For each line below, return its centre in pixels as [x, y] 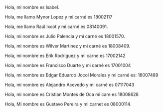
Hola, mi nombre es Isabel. [32, 7]
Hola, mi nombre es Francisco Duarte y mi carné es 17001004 [68, 65]
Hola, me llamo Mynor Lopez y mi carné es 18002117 [59, 17]
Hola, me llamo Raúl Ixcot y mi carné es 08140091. [56, 26]
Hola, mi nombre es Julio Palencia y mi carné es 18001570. [65, 36]
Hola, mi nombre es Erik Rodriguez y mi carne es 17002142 [65, 55]
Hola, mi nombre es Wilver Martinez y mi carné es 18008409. [68, 46]
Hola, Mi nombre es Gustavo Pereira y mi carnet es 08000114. [68, 104]
